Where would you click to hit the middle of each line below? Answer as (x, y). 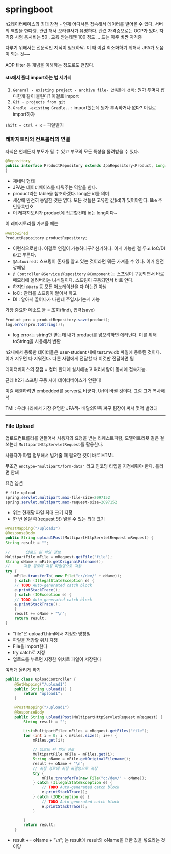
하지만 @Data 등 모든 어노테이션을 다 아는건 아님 (60, 287)
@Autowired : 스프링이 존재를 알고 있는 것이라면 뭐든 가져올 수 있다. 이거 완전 (88, 261)
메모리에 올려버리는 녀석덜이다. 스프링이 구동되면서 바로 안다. (73, 280)
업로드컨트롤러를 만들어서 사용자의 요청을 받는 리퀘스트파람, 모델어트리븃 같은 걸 (85, 438)
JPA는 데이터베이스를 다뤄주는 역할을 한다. (55, 187)
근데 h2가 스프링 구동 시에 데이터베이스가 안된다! (53, 380)
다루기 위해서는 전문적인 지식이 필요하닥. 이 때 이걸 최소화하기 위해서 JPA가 (80, 47)
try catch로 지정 (29, 652)
